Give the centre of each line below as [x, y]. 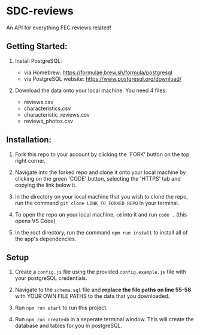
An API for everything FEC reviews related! [59, 28]
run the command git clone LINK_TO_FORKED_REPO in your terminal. [97, 203]
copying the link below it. [46, 185]
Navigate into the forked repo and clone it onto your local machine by [100, 172]
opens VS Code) [35, 221]
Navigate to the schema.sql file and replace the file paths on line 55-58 [103, 290]
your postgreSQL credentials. [51, 278]
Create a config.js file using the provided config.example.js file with [101, 272]
